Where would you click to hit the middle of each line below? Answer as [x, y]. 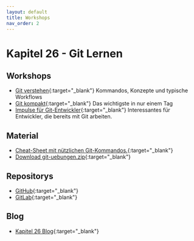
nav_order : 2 [23, 23]
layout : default [27, 12]
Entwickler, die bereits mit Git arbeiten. [64, 117]
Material [22, 136]
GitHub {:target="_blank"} [47, 191]
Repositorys [30, 176]
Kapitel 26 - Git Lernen [64, 53]
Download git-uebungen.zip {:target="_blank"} [73, 157]
